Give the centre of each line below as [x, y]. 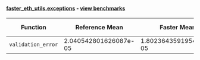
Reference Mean [99, 28]
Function [33, 28]
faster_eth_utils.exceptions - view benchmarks [66, 8]
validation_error [34, 45]
